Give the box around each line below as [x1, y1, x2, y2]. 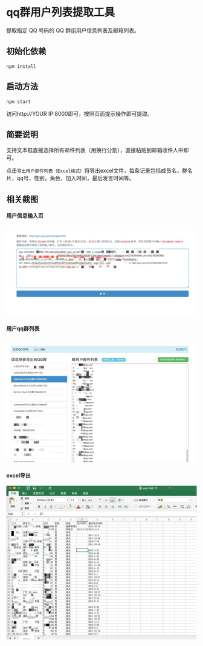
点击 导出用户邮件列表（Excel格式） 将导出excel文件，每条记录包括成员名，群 [6, 167, 188, 175]
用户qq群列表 [6, 325, 40, 332]
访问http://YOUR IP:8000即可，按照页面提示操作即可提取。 [6, 110, 153, 117]
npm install [6, 63, 36, 70]
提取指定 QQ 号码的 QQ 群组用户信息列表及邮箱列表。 [6, 27, 140, 34]
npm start [6, 98, 31, 105]
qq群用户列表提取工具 [6, 5, 115, 19]
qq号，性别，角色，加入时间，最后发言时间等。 [16, 175, 135, 182]
